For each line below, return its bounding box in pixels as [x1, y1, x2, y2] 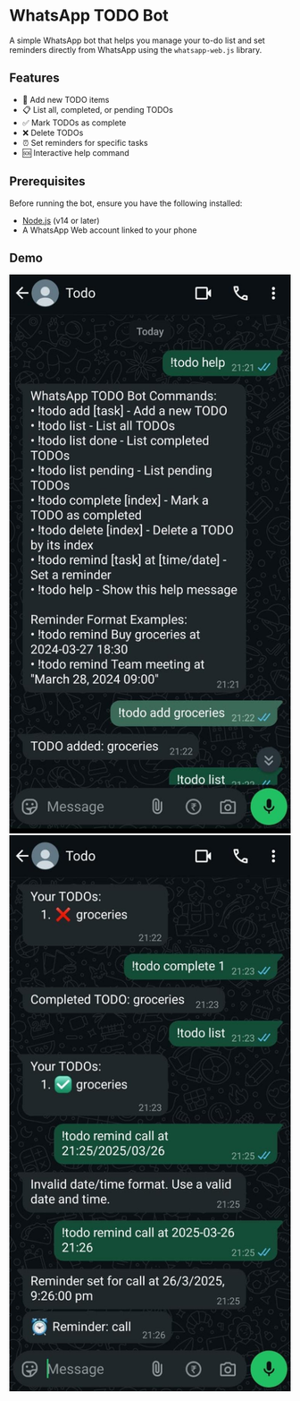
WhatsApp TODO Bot [9, 5, 170, 26]
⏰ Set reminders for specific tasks [21, 137, 149, 148]
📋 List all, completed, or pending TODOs [21, 104, 174, 115]
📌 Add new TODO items [21, 94, 110, 105]
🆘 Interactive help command [21, 147, 129, 158]
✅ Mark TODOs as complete [21, 117, 127, 128]
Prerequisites [9, 174, 86, 189]
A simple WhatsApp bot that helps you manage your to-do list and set [9, 35, 265, 46]
